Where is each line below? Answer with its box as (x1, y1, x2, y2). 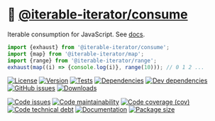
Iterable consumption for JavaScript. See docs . (7, 30, 145, 38)
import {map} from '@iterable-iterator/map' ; (7, 50, 144, 58)
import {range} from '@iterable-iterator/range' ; (7, 57, 158, 64)
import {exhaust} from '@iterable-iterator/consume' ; (7, 43, 170, 51)
